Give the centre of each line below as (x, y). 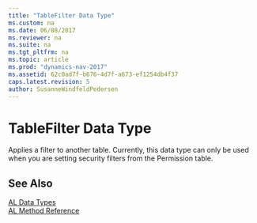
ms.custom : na (32, 23)
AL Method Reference (44, 211)
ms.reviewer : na (35, 38)
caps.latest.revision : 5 (49, 81)
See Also (30, 183)
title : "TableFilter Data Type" (61, 15)
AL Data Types (32, 202)
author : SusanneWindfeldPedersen (63, 89)
